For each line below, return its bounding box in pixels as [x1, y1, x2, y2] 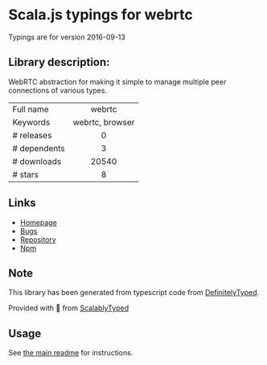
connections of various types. [8, 85, 107, 95]
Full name [12, 103, 50, 114]
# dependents [12, 142, 66, 154]
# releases [12, 129, 52, 141]
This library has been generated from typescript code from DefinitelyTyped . [8, 288, 260, 297]
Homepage [19, 217, 58, 227]
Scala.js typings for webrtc [8, 6, 193, 24]
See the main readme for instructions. [8, 348, 133, 358]
